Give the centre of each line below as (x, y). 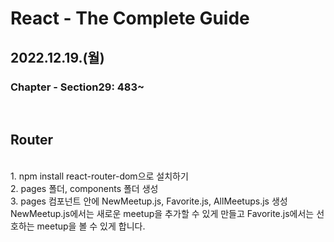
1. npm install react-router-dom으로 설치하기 (99, 176)
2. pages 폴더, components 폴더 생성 (84, 188)
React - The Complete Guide (130, 18)
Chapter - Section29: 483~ (77, 87)
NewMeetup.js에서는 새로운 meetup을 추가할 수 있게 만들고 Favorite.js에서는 (162, 213)
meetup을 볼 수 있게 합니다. (91, 226)
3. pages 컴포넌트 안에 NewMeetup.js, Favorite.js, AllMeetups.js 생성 (149, 201)
